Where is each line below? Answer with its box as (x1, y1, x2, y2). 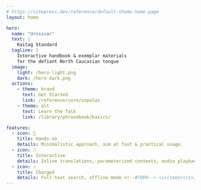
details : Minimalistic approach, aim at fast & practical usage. (17, 142, 184, 148)
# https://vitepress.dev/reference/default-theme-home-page (6, 8, 160, 15)
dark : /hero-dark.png (17, 75, 71, 81)
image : (11, 64, 28, 70)
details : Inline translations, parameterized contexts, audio (17, 158, 175, 164)
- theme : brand (17, 86, 55, 93)
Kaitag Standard (17, 42, 58, 48)
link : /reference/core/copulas (22, 97, 100, 103)
